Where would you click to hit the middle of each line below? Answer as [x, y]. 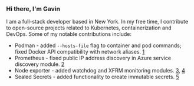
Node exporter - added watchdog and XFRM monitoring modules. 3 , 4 [100, 71]
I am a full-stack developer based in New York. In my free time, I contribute [97, 22]
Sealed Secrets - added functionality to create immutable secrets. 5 [97, 77]
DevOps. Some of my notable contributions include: [69, 34]
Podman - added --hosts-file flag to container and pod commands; [98, 45]
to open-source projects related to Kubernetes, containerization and [89, 28]
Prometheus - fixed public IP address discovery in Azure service [93, 58]
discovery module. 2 [40, 64]
